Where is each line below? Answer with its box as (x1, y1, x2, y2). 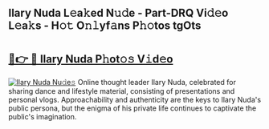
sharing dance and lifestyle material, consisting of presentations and (8, 87, 235, 95)
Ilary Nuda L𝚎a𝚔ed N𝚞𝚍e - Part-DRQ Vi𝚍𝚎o (8, 6, 229, 20)
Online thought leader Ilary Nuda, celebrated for (77, 78, 237, 87)
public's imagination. (8, 112, 77, 121)
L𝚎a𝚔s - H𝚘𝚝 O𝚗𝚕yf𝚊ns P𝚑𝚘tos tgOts (8, 19, 202, 33)
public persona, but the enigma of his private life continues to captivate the (8, 103, 257, 113)
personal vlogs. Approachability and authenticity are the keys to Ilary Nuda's (8, 95, 262, 104)
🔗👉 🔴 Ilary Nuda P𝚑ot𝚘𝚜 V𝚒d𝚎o (8, 52, 173, 66)
